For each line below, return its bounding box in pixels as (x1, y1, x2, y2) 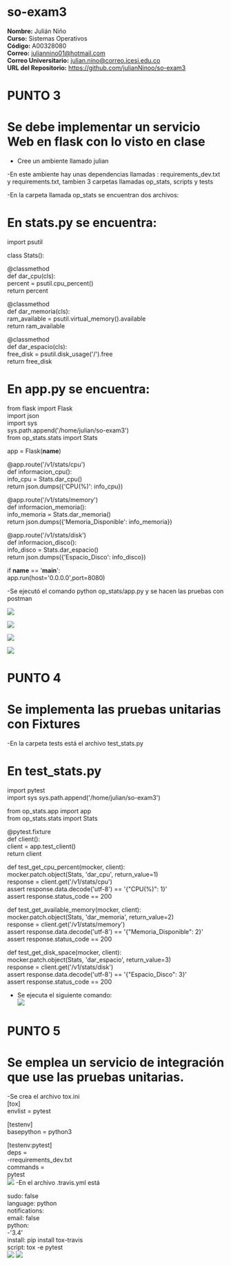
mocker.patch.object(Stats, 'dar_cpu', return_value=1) (7, 870, 159, 878)
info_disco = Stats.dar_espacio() (7, 546, 99, 554)
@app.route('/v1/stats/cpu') (7, 460, 86, 468)
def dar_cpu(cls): (7, 272, 56, 280)
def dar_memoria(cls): (7, 308, 70, 315)
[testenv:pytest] (7, 1141, 52, 1149)
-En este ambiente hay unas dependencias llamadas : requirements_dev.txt (7, 170, 221, 179)
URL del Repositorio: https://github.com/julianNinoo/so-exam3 (7, 63, 186, 72)
